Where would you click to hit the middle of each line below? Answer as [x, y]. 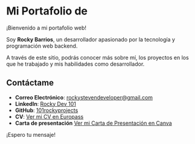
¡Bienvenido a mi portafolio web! [46, 28]
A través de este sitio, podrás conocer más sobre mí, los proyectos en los [97, 57]
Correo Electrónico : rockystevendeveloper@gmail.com [84, 97]
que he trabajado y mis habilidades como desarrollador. [75, 64]
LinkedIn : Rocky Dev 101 [46, 104]
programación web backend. [42, 46]
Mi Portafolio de [47, 11]
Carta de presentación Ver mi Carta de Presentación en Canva [93, 123]
